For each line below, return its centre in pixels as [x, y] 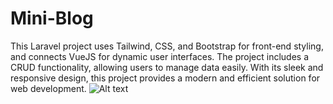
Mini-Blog [52, 18]
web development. [48, 88]
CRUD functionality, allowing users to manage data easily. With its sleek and [167, 67]
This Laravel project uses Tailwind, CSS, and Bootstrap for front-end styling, [167, 46]
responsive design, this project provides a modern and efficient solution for [165, 78]
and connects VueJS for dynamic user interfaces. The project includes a [160, 56]
